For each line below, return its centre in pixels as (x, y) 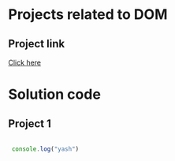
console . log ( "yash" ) (45, 149)
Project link (37, 44)
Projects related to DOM (88, 15)
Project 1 (30, 124)
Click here (25, 62)
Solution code (54, 94)
